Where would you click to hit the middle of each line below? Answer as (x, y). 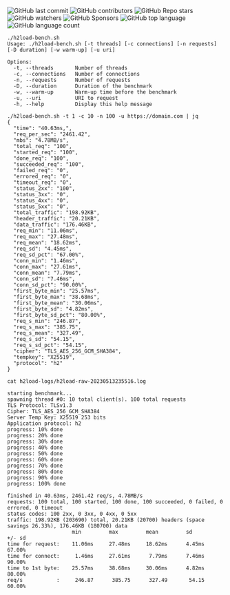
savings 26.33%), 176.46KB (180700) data (67, 526)
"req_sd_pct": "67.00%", (49, 255)
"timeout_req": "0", (43, 182)
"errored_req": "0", (43, 176)
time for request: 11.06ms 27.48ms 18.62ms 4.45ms (106, 544)
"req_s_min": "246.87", (47, 321)
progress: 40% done (35, 448)
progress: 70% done (35, 466)
